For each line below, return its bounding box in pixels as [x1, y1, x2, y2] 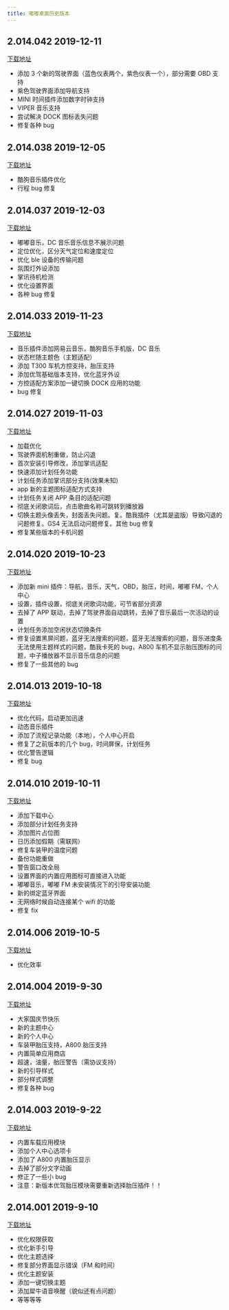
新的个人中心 [17, 1032, 54, 1040]
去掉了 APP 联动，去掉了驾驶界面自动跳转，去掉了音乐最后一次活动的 [17, 608, 214, 616]
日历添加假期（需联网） [17, 837, 84, 846]
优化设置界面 [17, 281, 54, 290]
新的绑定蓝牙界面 [17, 889, 66, 897]
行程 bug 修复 [17, 184, 56, 192]
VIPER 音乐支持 [17, 104, 61, 112]
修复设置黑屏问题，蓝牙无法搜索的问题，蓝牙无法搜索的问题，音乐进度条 [17, 634, 222, 642]
